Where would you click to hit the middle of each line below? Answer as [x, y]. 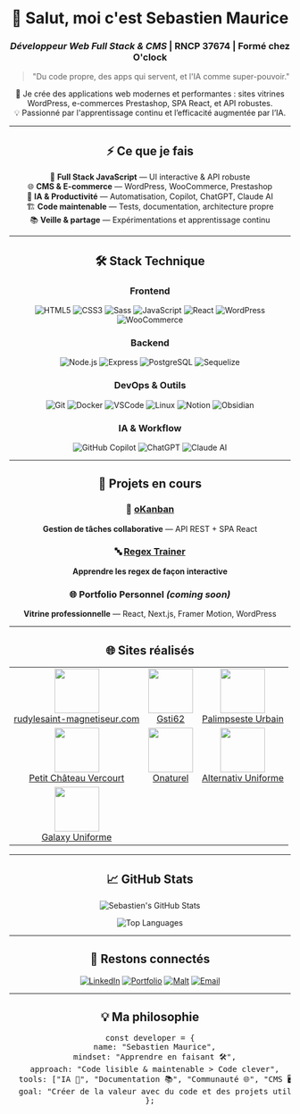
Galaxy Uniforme [77, 836]
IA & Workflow [150, 428]
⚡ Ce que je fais [150, 151]
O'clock [150, 57]
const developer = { [150, 1038]
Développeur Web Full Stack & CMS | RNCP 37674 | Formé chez [150, 46]
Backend [150, 343]
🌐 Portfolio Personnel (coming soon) [150, 594]
